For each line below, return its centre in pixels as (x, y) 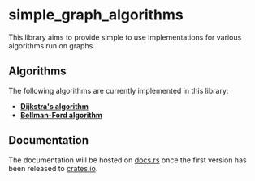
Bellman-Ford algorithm (61, 115)
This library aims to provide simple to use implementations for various (125, 37)
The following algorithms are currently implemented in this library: (119, 90)
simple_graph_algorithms (96, 15)
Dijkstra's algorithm (54, 106)
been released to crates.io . (53, 168)
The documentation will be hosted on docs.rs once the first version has (127, 160)
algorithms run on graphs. (52, 45)
